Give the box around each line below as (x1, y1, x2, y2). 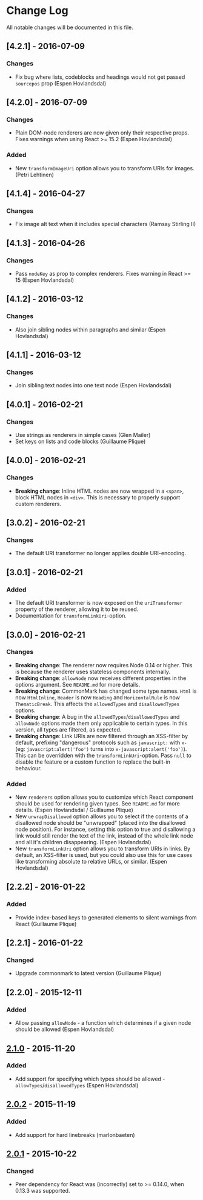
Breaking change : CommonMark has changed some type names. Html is (15, 687, 197, 695)
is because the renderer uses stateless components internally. (15, 668, 171, 675)
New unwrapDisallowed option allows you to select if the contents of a (15, 813, 189, 820)
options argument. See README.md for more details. (15, 681, 141, 688)
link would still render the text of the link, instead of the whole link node (15, 832, 193, 839)
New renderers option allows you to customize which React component (15, 793, 194, 801)
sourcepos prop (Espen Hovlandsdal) (15, 79, 107, 87)
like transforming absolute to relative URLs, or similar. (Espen (15, 858, 168, 865)
